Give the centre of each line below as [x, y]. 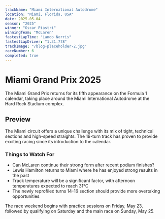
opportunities [26, 196]
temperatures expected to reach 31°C [50, 186]
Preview [18, 119]
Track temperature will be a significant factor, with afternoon [74, 181]
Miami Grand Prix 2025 [53, 80]
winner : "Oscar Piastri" [31, 28]
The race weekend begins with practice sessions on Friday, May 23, [74, 206]
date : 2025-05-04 [23, 19]
